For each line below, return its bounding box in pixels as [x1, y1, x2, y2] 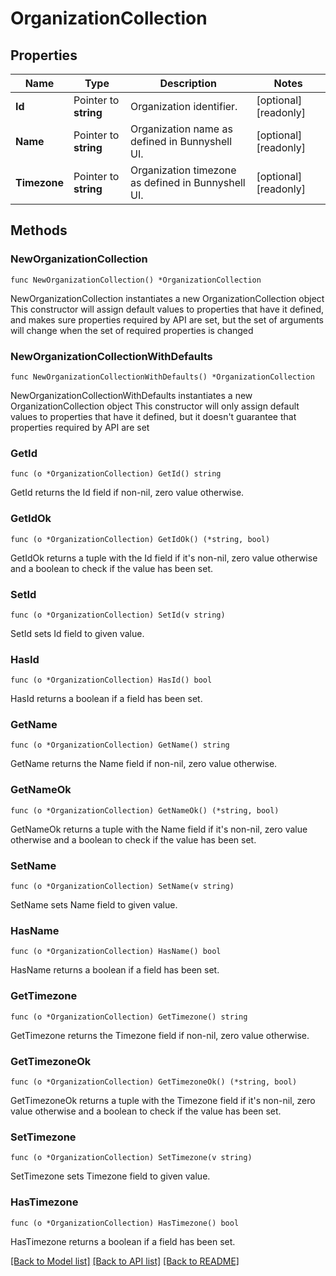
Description [159, 77, 217, 90]
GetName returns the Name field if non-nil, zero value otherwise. [10, 758, 278, 770]
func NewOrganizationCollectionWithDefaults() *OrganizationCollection [10, 372, 315, 382]
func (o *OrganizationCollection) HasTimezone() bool [10, 1218, 240, 1228]
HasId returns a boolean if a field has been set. [10, 693, 203, 705]
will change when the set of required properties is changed [10, 324, 254, 336]
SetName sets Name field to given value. [10, 899, 178, 911]
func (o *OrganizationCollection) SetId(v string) [10, 610, 226, 620]
